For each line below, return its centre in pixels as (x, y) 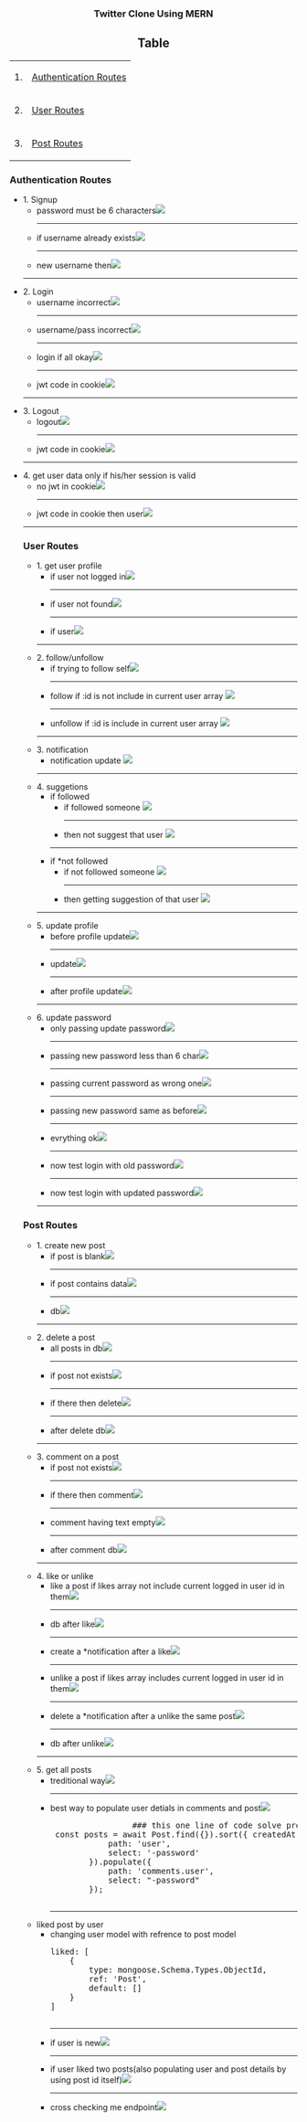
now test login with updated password (122, 1193)
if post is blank (78, 1256)
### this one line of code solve (206, 1825)
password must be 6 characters (96, 211)
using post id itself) (86, 2080)
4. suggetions (62, 787)
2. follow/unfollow (70, 658)
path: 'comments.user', (161, 1871)
